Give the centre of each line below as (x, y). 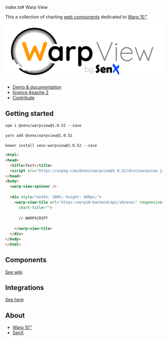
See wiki (14, 272)
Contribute (23, 98)
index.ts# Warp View (26, 7)
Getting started (29, 114)
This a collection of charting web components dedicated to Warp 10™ (76, 17)
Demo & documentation (37, 87)
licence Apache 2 (30, 92)
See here (14, 300)
